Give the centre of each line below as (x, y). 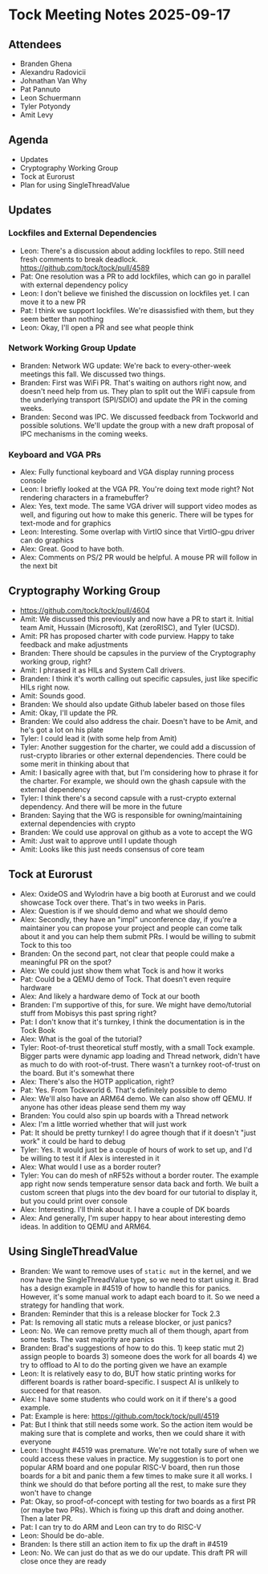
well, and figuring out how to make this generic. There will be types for (137, 514)
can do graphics (47, 540)
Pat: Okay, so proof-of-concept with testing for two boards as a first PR (138, 1501)
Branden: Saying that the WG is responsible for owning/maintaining (131, 815)
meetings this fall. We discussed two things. (93, 374)
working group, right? (55, 661)
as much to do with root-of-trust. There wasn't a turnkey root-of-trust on (140, 1064)
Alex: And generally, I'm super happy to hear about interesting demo (133, 1218)
